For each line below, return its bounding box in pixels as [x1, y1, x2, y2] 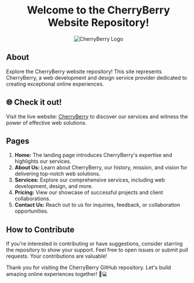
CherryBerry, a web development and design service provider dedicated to [6, 74, 188, 81]
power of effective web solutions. [6, 119, 87, 126]
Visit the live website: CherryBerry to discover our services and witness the [6, 112, 188, 120]
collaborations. [14, 195, 51, 202]
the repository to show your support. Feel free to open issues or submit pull [6, 247, 189, 254]
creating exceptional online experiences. [6, 80, 104, 87]
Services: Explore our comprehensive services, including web [14, 176, 165, 183]
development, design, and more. [14, 183, 93, 190]
